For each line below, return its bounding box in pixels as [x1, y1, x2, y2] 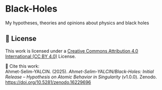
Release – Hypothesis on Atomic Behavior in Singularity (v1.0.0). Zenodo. [5, 74, 157, 80]
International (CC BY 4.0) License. [5, 53, 76, 59]
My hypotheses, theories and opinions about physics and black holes [5, 20, 149, 26]
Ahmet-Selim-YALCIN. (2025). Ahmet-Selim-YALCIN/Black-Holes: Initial [5, 68, 154, 74]
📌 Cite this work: [5, 63, 39, 69]
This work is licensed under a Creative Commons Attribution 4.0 [5, 48, 139, 54]
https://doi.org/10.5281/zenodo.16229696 [5, 79, 91, 85]
